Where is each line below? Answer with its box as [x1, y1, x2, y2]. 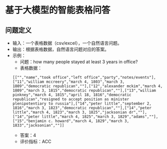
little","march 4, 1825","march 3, [41, 114, 116, 119]
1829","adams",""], [117, 114, 158, 119]
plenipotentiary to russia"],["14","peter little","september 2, [12, 101, 151, 106]
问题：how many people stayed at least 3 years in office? [19, 59, 138, 65]
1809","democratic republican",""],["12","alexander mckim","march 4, [12, 84, 163, 89]
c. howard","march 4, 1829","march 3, [48, 119, 129, 124]
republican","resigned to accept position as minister [12, 97, 129, 102]
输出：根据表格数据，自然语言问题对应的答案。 [12, 46, 109, 52]
